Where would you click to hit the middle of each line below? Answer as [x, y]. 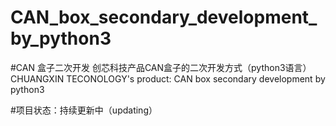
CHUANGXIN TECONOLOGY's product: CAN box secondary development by [168, 78]
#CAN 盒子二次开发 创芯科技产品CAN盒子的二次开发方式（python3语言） [161, 67]
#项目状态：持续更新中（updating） [84, 110]
